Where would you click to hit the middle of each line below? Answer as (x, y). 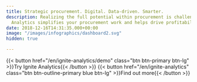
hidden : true (22, 39)
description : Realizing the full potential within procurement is (89, 17)
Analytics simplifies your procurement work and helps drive (88, 22)
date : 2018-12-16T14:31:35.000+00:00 (52, 28)
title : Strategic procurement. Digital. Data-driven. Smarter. (85, 11)
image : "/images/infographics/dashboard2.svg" (64, 33)
